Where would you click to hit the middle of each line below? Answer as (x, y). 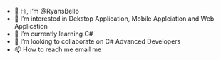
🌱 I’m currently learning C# (53, 34)
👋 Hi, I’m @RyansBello (47, 11)
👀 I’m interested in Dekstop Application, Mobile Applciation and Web (114, 19)
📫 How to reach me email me (58, 49)
